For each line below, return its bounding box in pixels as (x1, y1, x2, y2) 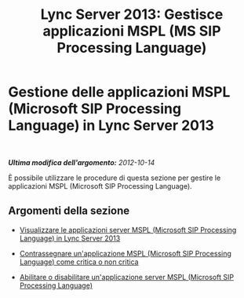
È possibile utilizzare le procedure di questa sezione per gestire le (8, 173, 221, 182)
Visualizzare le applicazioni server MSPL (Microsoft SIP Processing (19, 225, 237, 234)
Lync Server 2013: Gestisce (40, 6, 224, 24)
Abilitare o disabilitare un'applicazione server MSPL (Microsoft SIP (19, 272, 234, 281)
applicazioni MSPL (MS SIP (42, 22, 221, 40)
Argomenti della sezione (8, 204, 130, 218)
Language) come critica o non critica (19, 257, 139, 267)
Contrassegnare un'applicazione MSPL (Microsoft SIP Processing (19, 248, 231, 258)
